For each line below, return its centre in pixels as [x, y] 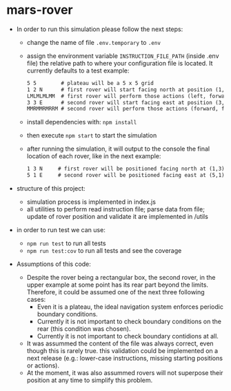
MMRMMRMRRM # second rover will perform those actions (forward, [122, 109]
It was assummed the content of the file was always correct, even [120, 343]
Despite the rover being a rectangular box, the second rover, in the [121, 278]
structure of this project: [51, 189]
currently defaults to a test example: [78, 70]
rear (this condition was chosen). [84, 329]
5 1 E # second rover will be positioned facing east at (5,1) [125, 175]
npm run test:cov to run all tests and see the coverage [104, 251]
